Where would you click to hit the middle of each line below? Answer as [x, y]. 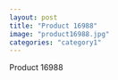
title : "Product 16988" [54, 26]
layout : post [34, 17]
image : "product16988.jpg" [59, 34]
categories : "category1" [55, 42]
